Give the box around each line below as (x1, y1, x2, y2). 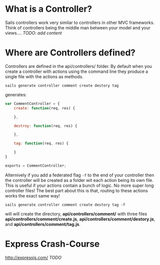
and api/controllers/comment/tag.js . (5, 221, 80, 227)
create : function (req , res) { (14, 106, 76, 110)
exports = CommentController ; (5, 163, 67, 168)
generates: (5, 91, 27, 97)
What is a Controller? (5, 3, 92, 15)
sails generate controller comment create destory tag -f (5, 202, 125, 207)
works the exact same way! (5, 193, 60, 199)
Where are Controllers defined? (5, 47, 136, 58)
